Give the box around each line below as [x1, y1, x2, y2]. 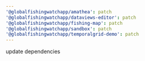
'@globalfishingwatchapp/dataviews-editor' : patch [5, 14, 137, 21]
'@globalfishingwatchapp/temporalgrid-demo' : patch [5, 31, 139, 37]
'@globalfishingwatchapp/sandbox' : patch [5, 25, 112, 32]
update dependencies [5, 48, 61, 55]
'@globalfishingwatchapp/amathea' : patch [5, 8, 112, 15]
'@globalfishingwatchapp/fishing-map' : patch [5, 20, 123, 26]
